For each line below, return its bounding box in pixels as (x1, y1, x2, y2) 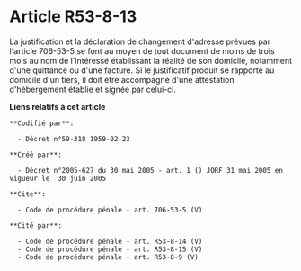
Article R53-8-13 (9, 6, 137, 27)
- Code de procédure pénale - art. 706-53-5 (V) (17, 205, 203, 214)
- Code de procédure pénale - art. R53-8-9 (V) (17, 252, 199, 262)
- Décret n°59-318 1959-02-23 (17, 134, 130, 143)
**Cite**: (9, 189, 47, 199)
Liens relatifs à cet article (9, 101, 106, 112)
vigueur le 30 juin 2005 (9, 174, 106, 183)
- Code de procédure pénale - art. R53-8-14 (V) (17, 237, 203, 246)
